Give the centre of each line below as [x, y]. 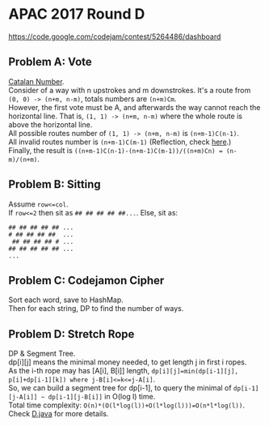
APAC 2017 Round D [77, 14]
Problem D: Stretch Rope [71, 334]
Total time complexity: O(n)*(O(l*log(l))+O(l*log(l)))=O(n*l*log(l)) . [126, 405]
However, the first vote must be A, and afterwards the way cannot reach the [134, 107]
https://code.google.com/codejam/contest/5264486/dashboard [115, 36]
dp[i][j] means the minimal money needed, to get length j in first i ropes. [128, 362]
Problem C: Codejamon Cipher [86, 280]
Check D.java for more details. [59, 414]
